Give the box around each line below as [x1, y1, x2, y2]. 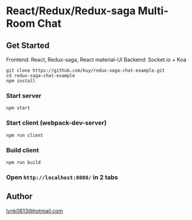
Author [6, 192, 32, 202]
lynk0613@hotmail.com [6, 207, 63, 214]
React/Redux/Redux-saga [6, 4, 136, 18]
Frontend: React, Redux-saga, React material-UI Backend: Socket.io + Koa [6, 56, 187, 63]
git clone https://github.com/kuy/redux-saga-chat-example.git [6, 68, 165, 74]
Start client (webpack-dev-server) [6, 119, 107, 127]
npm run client [6, 132, 44, 138]
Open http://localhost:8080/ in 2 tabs [6, 173, 118, 181]
